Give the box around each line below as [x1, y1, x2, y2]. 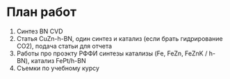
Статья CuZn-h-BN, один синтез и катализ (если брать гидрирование [16, 34, 223, 42]
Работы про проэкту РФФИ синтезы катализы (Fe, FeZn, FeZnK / [16, 49, 208, 58]
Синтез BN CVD [16, 27, 63, 35]
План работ [6, 4, 77, 20]
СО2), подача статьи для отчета [16, 42, 113, 50]
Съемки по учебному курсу [16, 64, 100, 72]
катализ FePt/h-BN [31, 56, 86, 64]
